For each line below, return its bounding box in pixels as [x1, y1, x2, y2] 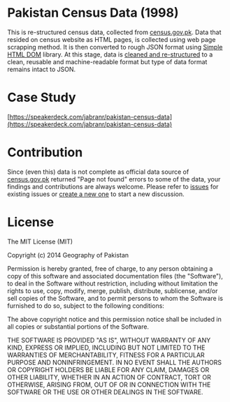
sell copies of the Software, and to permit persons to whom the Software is [7, 294, 224, 302]
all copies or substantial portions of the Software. [7, 322, 149, 331]
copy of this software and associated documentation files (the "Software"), [7, 271, 224, 280]
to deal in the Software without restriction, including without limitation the [7, 279, 218, 288]
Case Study [7, 89, 76, 105]
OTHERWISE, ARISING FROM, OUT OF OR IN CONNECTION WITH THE [7, 380, 211, 389]
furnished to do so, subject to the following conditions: [7, 301, 164, 310]
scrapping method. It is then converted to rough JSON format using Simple [7, 43, 223, 51]
